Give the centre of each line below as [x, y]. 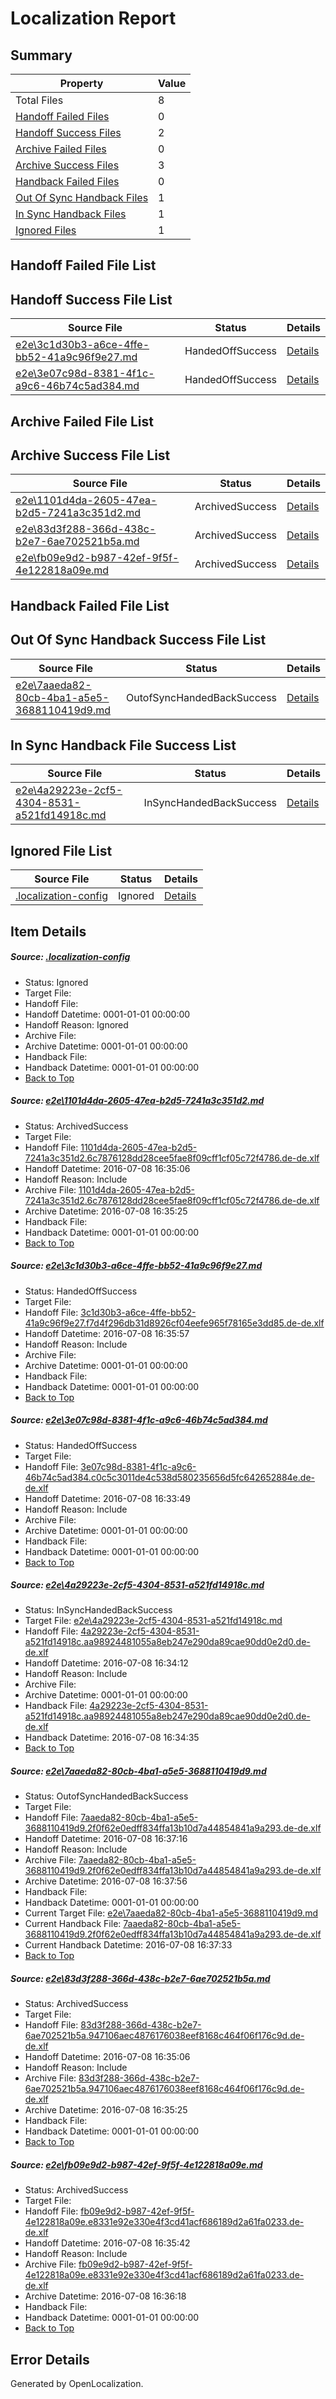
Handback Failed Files [67, 181]
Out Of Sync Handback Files [82, 197]
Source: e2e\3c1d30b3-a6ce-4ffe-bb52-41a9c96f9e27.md [136, 1266]
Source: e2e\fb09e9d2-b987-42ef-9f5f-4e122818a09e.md [136, 2165]
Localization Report [93, 18]
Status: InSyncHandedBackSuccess [98, 1610]
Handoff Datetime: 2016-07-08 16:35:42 [107, 2243]
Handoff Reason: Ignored [76, 1024]
